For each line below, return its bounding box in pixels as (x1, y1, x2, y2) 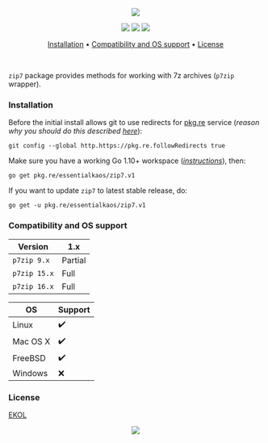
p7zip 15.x (12, 269, 54, 278)
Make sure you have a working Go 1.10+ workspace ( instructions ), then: (8, 156, 246, 165)
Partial (61, 254, 86, 265)
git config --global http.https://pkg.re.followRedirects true (8, 142, 226, 150)
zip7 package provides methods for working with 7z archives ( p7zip (8, 71, 235, 80)
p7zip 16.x (12, 282, 54, 290)
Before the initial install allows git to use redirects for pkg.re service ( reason (8, 118, 260, 127)
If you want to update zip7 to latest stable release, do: (8, 186, 188, 195)
